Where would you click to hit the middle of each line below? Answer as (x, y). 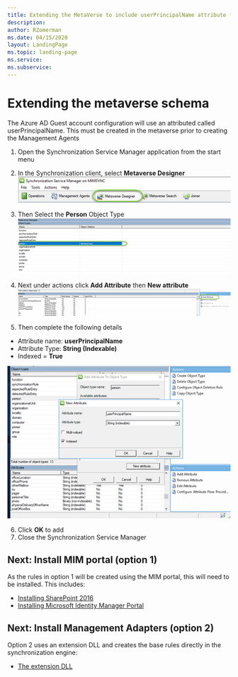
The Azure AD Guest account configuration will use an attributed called (111, 123)
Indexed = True (40, 356)
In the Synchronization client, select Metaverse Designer (101, 173)
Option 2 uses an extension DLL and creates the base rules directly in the (114, 645)
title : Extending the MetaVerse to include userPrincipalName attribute (117, 15)
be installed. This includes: (46, 584)
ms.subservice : (30, 67)
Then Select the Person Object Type (71, 214)
